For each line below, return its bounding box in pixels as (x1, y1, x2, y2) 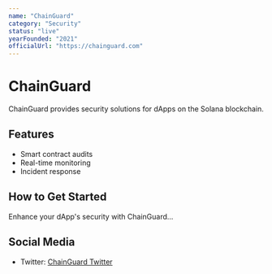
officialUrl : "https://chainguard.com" (8, 42, 144, 50)
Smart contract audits (19, 149, 93, 159)
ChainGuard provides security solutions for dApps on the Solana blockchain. (8, 104, 264, 114)
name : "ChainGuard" (8, 11, 75, 20)
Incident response (19, 166, 81, 176)
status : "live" (8, 27, 60, 35)
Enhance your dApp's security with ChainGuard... (8, 211, 174, 221)
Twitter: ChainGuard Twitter (19, 257, 113, 267)
